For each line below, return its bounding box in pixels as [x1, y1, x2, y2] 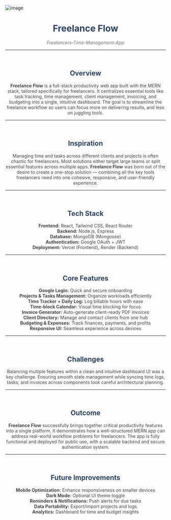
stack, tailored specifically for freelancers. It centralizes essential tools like [7, 88, 164, 94]
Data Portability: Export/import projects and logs [34, 503, 137, 509]
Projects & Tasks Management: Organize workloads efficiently [19, 293, 152, 299]
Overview [69, 69, 102, 78]
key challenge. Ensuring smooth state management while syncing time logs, [6, 374, 165, 380]
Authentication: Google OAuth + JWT [45, 239, 126, 245]
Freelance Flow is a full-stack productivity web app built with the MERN [10, 82, 161, 89]
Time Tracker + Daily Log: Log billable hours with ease [27, 299, 144, 305]
